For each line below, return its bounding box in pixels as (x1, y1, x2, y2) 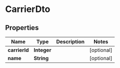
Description (56, 38, 85, 45)
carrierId (7, 46, 29, 53)
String (33, 55, 49, 61)
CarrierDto (5, 3, 50, 15)
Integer (33, 46, 51, 53)
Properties (5, 23, 39, 32)
